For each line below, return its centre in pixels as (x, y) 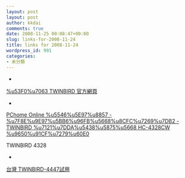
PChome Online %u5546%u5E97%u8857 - (59, 115)
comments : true (25, 28)
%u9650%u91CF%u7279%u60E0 (48, 133)
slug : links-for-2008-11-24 (41, 39)
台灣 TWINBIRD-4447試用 (38, 169)
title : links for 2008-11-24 (42, 45)
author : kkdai (24, 23)
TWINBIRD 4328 (26, 145)
